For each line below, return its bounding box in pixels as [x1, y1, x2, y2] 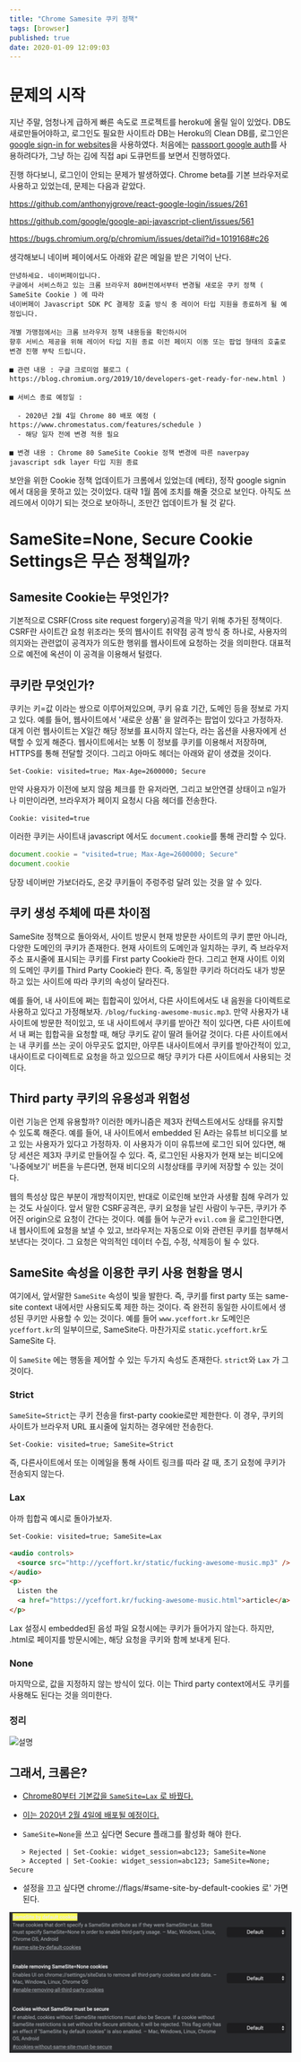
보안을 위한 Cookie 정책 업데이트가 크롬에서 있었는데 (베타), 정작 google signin [9, 475, 287, 486]
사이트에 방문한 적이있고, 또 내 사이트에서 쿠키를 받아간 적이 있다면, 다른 [9, 1017, 260, 1028]
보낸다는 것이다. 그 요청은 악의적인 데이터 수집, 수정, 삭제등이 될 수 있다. [9, 1236, 260, 1247]
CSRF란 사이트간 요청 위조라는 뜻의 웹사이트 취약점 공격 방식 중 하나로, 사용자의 [9, 626, 288, 637]
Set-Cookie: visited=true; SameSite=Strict [9, 1440, 175, 1449]
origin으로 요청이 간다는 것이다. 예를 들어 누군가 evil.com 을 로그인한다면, [25, 1214, 284, 1224]
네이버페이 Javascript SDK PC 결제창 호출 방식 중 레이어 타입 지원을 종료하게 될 [9, 300, 278, 309]
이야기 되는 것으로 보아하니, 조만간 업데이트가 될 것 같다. [39, 498, 236, 509]
